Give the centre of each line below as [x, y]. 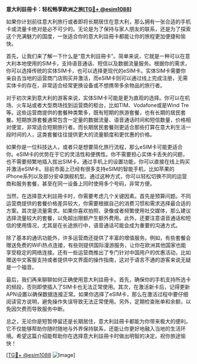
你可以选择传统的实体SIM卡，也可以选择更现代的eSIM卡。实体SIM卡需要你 [96, 71]
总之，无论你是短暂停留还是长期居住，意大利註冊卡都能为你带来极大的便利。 [98, 321]
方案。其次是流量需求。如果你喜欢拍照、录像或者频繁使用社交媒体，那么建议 [98, 211]
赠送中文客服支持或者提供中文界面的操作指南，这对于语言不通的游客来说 [93, 260]
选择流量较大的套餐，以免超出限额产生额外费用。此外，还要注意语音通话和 [96, 218]
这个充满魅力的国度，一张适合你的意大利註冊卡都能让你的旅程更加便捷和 [93, 36]
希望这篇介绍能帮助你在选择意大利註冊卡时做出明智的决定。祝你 [93, 336]
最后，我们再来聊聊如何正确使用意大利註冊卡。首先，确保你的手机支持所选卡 [98, 280]
